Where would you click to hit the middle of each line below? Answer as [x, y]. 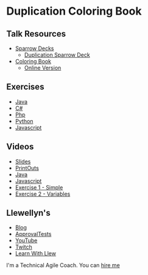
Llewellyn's [28, 213]
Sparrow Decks [34, 48]
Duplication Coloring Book [74, 11]
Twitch [23, 247]
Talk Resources [36, 34]
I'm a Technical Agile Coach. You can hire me [63, 265]
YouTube [26, 241]
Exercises [25, 87]
